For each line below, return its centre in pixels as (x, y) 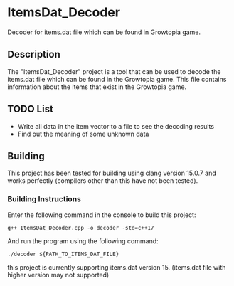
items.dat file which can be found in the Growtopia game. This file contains (117, 79)
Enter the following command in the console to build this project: (102, 215)
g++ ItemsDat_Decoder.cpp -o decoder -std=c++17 (81, 228)
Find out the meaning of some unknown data (83, 134)
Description (34, 54)
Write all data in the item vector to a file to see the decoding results (116, 126)
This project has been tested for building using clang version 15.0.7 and (112, 173)
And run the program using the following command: (83, 241)
